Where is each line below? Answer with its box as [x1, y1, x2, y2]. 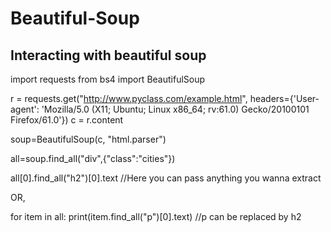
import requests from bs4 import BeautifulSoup [10, 73, 206, 85]
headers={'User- [249, 93, 320, 104]
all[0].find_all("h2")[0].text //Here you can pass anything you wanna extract [10, 172, 322, 184]
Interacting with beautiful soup [10, 47, 207, 64]
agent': [10, 103, 40, 115]
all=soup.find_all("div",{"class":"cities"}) [10, 153, 176, 164]
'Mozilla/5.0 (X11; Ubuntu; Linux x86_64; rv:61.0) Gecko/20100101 [41, 103, 310, 115]
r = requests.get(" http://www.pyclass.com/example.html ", [10, 93, 248, 104]
